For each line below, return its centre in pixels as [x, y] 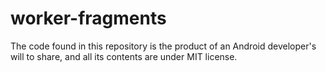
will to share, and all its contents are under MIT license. [124, 56]
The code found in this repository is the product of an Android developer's [163, 46]
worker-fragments [88, 18]
